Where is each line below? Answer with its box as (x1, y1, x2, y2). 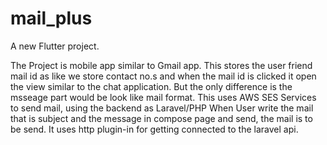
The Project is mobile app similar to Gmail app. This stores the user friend (10, 59, 313, 71)
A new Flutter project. (10, 40, 100, 52)
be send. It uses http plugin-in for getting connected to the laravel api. (10, 123, 299, 135)
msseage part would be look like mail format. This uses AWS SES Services (10, 91, 317, 103)
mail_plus (10, 7, 93, 30)
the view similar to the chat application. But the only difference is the (10, 80, 293, 92)
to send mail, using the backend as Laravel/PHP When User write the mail (10, 102, 314, 114)
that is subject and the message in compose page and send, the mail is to (10, 112, 313, 124)
